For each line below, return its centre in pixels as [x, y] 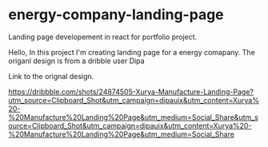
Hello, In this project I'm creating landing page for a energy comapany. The [132, 52]
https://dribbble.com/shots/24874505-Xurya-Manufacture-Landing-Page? [131, 91]
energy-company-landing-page [116, 15]
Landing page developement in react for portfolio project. [103, 37]
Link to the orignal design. [51, 76]
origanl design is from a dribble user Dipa [76, 61]
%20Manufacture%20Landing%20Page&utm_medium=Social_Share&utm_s [133, 117]
